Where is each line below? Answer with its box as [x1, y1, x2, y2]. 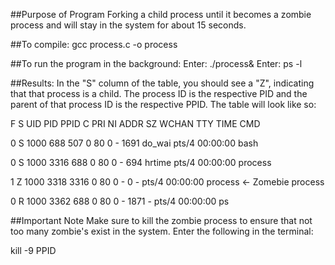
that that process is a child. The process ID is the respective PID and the [10, 88, 308, 99]
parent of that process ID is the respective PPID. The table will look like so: [10, 99, 317, 110]
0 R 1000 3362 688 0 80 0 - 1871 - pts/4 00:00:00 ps [10, 195, 230, 207]
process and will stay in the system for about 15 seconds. [10, 19, 247, 31]
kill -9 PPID [10, 245, 57, 256]
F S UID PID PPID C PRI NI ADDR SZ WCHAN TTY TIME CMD [10, 118, 261, 129]
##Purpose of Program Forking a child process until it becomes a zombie [10, 9, 312, 20]
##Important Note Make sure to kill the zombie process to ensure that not [10, 215, 313, 226]
